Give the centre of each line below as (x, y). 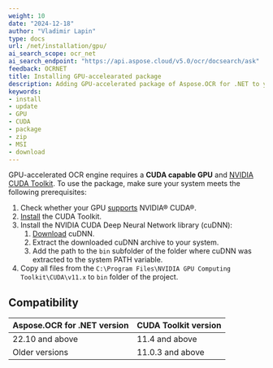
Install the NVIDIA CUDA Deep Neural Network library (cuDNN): (126, 225)
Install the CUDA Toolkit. (61, 217)
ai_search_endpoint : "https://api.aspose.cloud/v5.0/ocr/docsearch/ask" (134, 62)
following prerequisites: (48, 193)
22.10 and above (45, 340)
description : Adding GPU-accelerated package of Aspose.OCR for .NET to (134, 84)
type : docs (27, 39)
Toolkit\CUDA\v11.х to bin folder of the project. (99, 277)
